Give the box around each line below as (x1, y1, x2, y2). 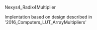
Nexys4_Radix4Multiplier (4, 4, 56, 10)
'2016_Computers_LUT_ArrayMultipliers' (4, 19, 87, 25)
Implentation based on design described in (4, 14, 93, 19)
